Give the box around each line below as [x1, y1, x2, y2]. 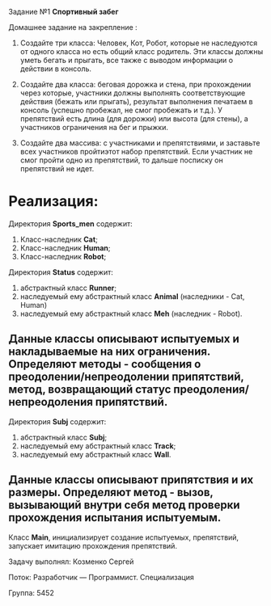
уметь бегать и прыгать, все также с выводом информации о [19, 56, 233, 65]
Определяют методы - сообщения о [8, 357, 201, 371]
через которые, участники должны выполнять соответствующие [19, 88, 246, 98]
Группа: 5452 [8, 587, 54, 597]
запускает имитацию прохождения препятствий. [8, 541, 178, 550]
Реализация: [8, 192, 99, 211]
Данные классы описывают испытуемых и [8, 332, 240, 346]
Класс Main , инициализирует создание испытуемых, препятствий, [8, 532, 239, 542]
